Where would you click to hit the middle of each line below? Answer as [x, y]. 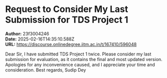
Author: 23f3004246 [27, 33]
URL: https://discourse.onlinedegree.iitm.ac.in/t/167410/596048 [71, 44]
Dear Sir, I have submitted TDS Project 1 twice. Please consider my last [78, 54]
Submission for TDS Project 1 [67, 20]
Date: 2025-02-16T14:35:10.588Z [40, 39]
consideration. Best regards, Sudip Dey [46, 70]
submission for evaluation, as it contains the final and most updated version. [84, 59]
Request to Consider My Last [67, 9]
